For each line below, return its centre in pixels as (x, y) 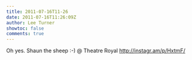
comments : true (25, 34)
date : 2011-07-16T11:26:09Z (41, 17)
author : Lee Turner (31, 23)
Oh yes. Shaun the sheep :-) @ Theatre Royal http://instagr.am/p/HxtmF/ (96, 50)
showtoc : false (25, 28)
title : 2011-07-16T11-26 (37, 12)
